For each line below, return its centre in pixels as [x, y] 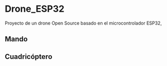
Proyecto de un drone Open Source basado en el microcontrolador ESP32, [83, 23]
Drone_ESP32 [35, 9]
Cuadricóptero [28, 57]
